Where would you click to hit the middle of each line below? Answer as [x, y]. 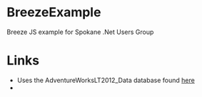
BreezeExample [54, 12]
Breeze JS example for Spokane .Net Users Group [80, 32]
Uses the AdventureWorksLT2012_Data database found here [106, 80]
